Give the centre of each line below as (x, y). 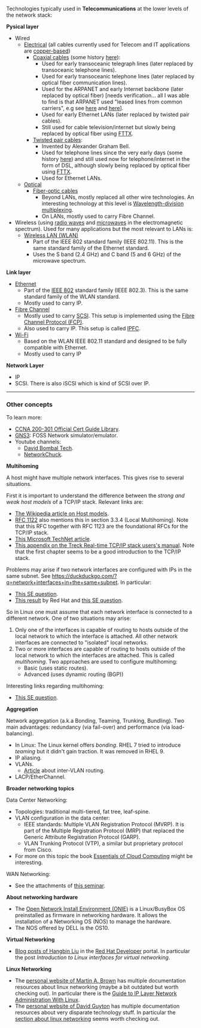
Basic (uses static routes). (56, 668)
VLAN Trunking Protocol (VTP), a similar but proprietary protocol (103, 844)
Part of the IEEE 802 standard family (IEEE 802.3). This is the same (106, 290)
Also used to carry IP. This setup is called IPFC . (82, 328)
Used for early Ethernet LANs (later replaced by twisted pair (115, 114)
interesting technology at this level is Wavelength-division (113, 203)
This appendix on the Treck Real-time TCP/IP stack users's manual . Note (105, 545)
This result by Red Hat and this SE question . (69, 600)
